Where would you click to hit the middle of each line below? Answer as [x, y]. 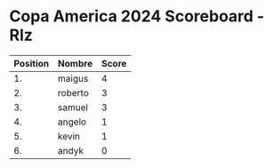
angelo [72, 122]
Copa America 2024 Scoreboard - [137, 16]
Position [32, 63]
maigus [73, 78]
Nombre [75, 63]
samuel [73, 107]
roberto [73, 92]
